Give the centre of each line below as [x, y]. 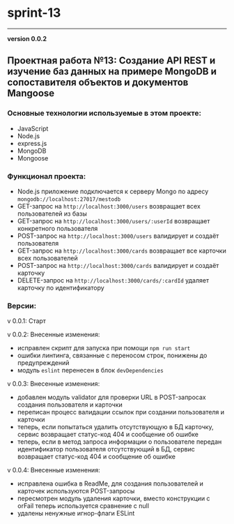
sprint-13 [34, 13]
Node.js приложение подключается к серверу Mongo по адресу [113, 191]
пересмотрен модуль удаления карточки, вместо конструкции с [114, 499]
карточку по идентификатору [61, 287]
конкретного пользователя [57, 228]
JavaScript [33, 128]
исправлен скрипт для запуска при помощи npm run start [104, 348]
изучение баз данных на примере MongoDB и [112, 72]
